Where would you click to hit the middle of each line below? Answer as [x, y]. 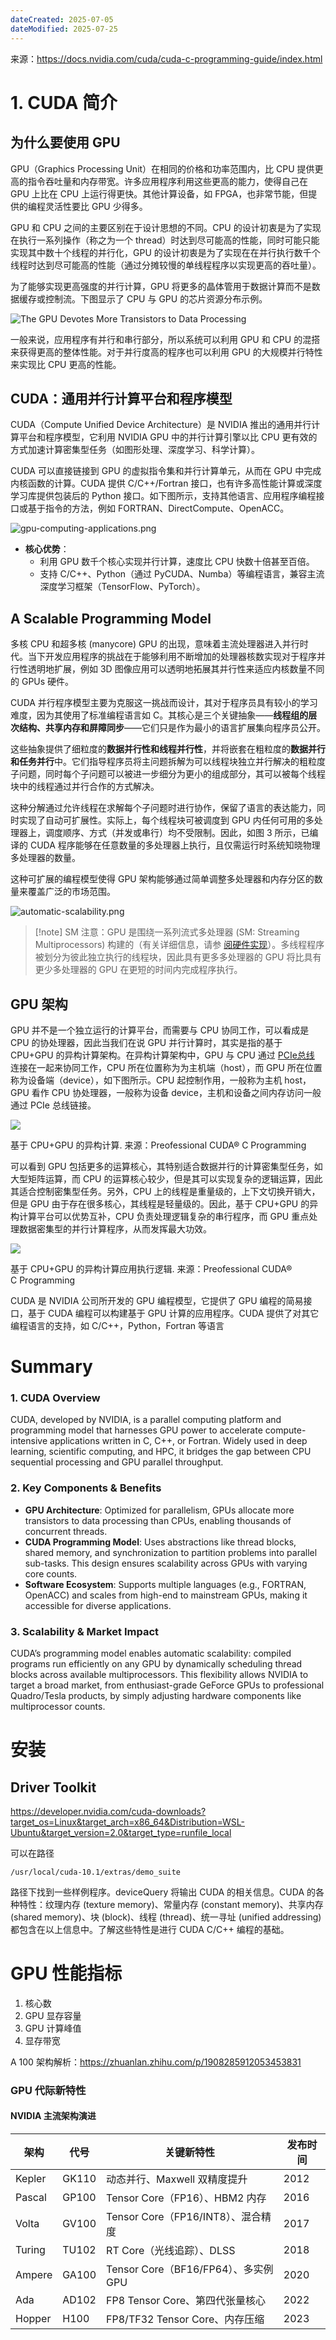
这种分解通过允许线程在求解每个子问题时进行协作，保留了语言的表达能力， [163, 808]
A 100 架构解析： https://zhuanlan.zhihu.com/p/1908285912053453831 [156, 2062]
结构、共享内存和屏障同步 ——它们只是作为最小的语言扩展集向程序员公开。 [172, 728]
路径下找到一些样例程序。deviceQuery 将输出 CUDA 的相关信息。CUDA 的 [163, 1892]
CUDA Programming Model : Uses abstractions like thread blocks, [160, 1542]
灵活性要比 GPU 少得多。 [96, 206]
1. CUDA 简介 [64, 102]
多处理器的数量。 [45, 858]
